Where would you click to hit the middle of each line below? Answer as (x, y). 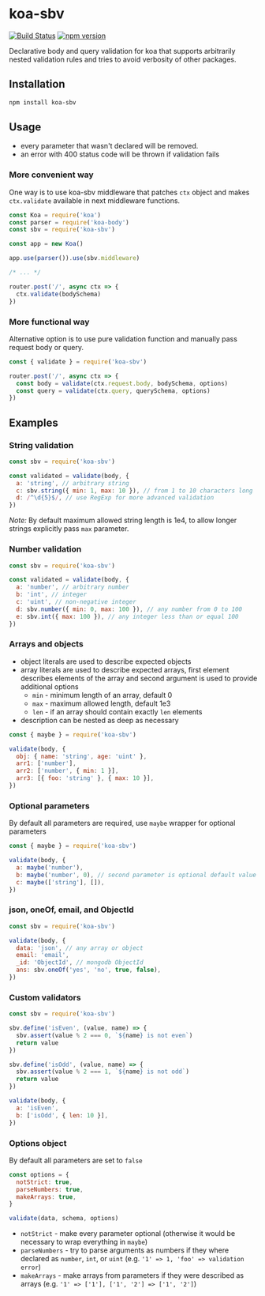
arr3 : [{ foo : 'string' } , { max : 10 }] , (85, 778)
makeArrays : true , (47, 1197)
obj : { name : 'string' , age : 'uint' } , (82, 756)
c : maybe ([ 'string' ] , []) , (60, 882)
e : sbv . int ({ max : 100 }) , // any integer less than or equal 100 (127, 616)
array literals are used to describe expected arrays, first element (125, 669)
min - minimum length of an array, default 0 (102, 695)
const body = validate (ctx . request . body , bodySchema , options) (122, 383)
